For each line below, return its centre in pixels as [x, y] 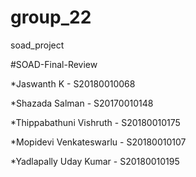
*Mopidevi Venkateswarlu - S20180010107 [98, 142]
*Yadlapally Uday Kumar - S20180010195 [95, 161]
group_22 [51, 17]
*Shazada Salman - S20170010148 [82, 103]
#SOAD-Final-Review [54, 64]
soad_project [37, 45]
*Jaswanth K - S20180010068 [73, 83]
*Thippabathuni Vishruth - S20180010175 [95, 122]
